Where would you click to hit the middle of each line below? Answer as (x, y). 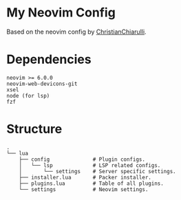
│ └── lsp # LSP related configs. (90, 165)
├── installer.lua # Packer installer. (85, 177)
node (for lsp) (28, 96)
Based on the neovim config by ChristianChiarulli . (76, 32)
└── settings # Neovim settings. (84, 189)
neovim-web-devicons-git (42, 84)
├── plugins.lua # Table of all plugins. (92, 184)
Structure (34, 129)
